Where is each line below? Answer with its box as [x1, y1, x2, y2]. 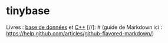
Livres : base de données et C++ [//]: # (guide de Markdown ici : [6, 24, 163, 31]
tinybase [6, 4, 50, 18]
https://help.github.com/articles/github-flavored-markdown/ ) [6, 29, 154, 37]
